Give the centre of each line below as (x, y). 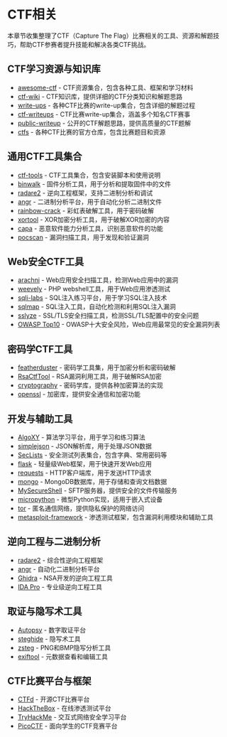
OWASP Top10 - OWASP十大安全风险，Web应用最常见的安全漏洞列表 (119, 325)
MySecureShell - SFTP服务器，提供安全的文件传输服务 (97, 490)
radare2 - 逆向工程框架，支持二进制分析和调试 (85, 193)
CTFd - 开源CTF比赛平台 (54, 699)
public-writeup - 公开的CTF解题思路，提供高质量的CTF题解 (104, 123)
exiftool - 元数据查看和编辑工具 (63, 656)
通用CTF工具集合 (45, 157)
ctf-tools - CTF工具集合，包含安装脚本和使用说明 (89, 175)
